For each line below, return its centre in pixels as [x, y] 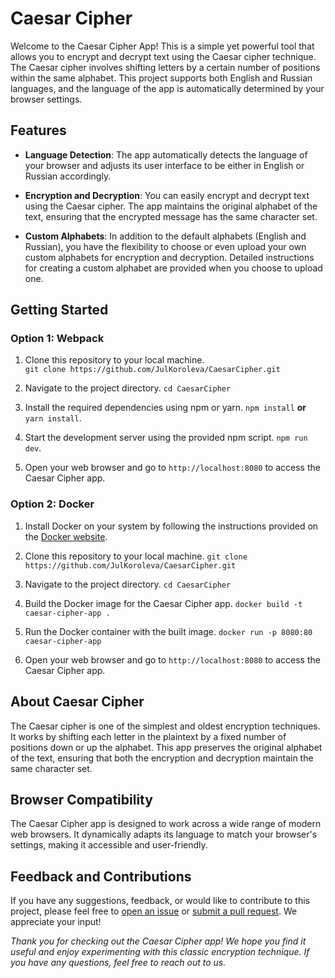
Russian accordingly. [68, 176]
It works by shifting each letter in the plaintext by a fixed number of [148, 736]
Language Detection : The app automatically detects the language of [166, 154]
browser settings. [46, 99]
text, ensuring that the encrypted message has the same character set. [171, 216]
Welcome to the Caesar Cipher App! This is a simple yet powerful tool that [162, 46]
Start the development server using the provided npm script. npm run [166, 438]
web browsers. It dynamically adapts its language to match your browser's [164, 834]
